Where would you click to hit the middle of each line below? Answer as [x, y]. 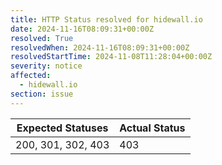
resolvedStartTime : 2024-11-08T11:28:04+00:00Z [111, 57]
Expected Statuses [62, 128]
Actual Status [152, 128]
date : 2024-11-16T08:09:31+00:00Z [82, 29]
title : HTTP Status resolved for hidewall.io [106, 19]
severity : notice [46, 66]
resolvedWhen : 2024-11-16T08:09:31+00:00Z [100, 47]
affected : [31, 76]
